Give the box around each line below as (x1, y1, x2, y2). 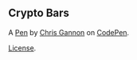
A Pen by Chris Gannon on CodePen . (8, 27, 130, 37)
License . (8, 43, 37, 53)
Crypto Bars (8, 6, 70, 20)
